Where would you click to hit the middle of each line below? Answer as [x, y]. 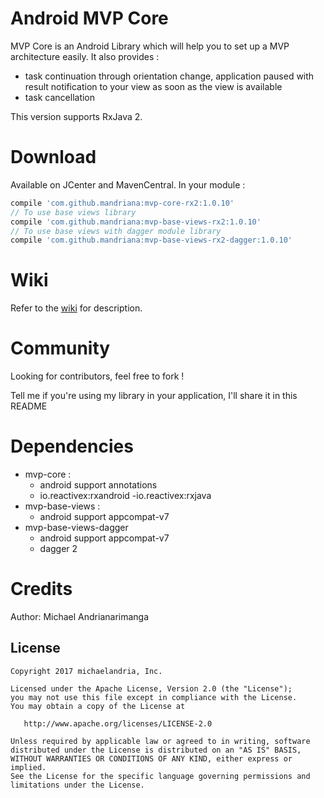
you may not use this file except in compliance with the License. [154, 697]
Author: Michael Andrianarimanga [80, 616]
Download [53, 157]
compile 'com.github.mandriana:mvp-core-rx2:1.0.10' [122, 203]
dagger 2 [58, 549]
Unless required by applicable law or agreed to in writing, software [160, 741]
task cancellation [60, 97]
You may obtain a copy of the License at [98, 706]
